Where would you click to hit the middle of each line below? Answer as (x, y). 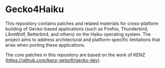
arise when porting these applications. (45, 45)
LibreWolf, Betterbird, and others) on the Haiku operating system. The (78, 34)
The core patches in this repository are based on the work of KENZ (75, 55)
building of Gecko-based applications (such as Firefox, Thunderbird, (77, 28)
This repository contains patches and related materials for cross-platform (82, 23)
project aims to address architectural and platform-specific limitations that (83, 40)
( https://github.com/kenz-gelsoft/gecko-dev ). (53, 60)
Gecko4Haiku (35, 9)
